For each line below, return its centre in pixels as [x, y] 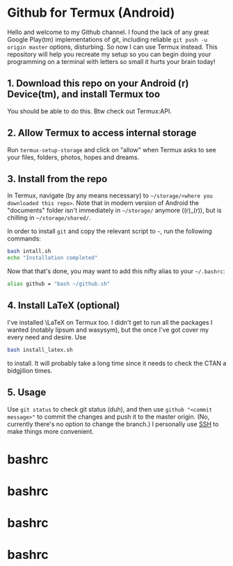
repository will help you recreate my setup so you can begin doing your [109, 54]
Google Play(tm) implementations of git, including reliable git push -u [107, 39]
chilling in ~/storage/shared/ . [49, 218]
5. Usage [27, 393]
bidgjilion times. [30, 371]
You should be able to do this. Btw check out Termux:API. [89, 111]
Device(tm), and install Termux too [84, 94]
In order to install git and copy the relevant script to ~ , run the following [110, 232]
